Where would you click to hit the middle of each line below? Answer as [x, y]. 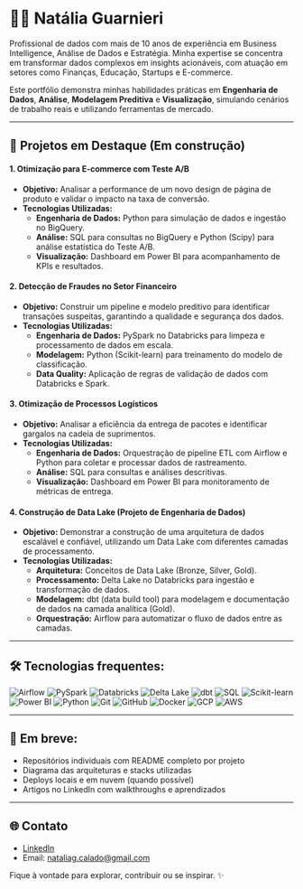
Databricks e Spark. [73, 383]
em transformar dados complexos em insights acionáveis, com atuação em [149, 62]
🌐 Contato [39, 826]
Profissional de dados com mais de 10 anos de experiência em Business [143, 43]
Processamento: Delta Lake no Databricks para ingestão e [145, 580]
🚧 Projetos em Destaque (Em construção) [127, 146]
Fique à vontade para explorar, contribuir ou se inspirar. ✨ [117, 875]
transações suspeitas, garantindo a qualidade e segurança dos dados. [153, 316]
